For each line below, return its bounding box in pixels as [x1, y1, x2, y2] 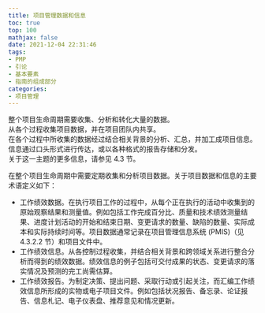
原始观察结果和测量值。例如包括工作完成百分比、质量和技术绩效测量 [19, 207, 241, 217]
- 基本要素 [8, 70, 39, 78]
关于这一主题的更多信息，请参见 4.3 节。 [8, 155, 140, 164]
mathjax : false [8, 33, 58, 42]
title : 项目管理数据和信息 [8, 11, 87, 20]
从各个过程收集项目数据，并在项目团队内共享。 [8, 125, 160, 134]
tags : [8, 48, 26, 56]
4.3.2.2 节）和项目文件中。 [19, 237, 107, 247]
